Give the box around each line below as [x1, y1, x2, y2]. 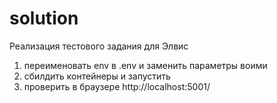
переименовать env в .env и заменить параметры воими [23, 59, 268, 71]
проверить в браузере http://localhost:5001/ [23, 80, 211, 92]
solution [9, 7, 79, 30]
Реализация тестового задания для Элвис [9, 40, 189, 52]
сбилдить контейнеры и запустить [23, 70, 171, 82]
